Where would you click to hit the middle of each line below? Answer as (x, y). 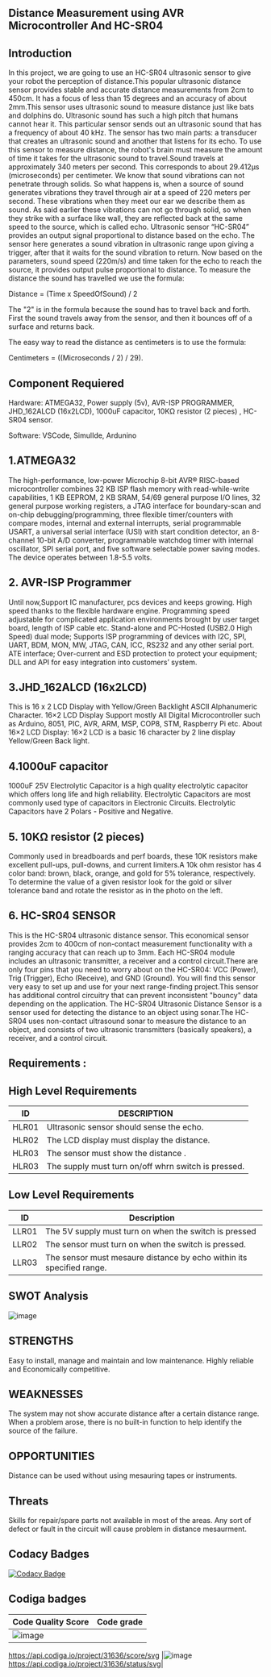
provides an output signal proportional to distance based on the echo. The (132, 235)
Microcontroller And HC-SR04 (86, 26)
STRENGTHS (41, 1341)
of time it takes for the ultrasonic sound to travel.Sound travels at (116, 158)
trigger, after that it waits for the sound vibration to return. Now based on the (135, 252)
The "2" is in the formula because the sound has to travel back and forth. (130, 310)
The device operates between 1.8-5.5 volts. (80, 557)
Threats (29, 1501)
